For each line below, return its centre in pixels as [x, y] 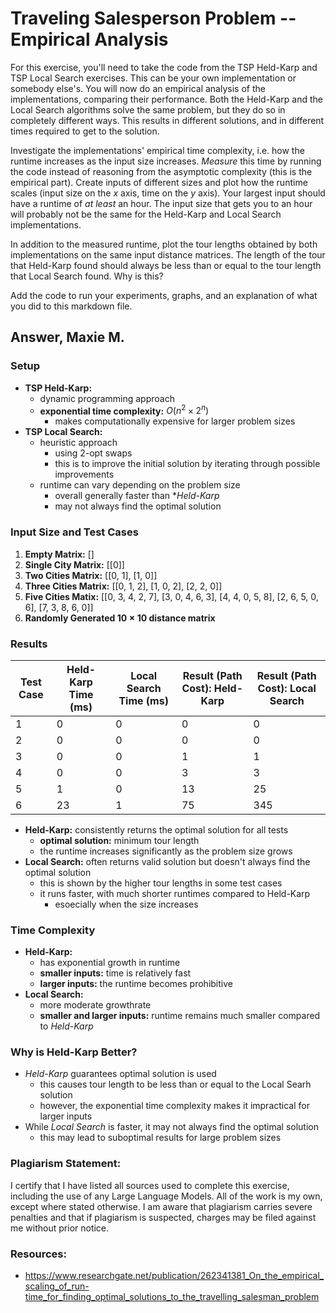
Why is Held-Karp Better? [74, 1052]
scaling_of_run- [57, 1286]
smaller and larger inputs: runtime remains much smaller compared [180, 1016]
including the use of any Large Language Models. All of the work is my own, [166, 1196]
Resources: [38, 1254]
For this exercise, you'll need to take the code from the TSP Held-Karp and [164, 67]
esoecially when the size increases [126, 904]
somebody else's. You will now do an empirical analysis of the [138, 88]
